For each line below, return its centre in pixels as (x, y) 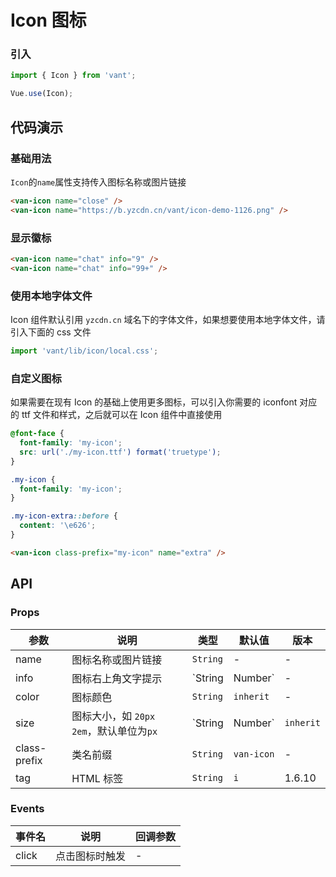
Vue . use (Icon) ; (42, 94)
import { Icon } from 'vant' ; (73, 76)
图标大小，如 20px (113, 716)
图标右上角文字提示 (117, 678)
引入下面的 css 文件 (51, 332)
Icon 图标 (48, 20)
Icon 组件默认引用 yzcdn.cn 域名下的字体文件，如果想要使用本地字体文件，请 (168, 320)
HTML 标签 (97, 778)
